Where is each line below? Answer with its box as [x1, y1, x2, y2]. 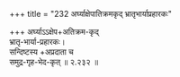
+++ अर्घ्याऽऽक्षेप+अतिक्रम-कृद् [9, 27, 99, 37]
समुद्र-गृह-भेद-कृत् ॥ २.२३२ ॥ [9, 56, 99, 67]
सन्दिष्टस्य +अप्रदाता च [9, 47, 74, 57]
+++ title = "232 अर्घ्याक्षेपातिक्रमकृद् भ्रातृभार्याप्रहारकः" [9, 9, 173, 19]
